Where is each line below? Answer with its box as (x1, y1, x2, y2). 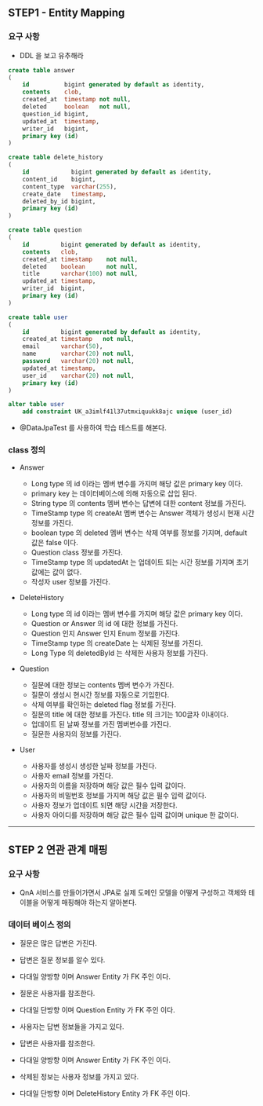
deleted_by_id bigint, (22, 197, 96, 205)
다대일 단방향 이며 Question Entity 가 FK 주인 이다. (19, 1005, 175, 1015)
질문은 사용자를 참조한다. (19, 989, 95, 998)
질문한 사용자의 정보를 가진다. (31, 730, 121, 739)
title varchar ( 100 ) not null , (22, 270, 139, 278)
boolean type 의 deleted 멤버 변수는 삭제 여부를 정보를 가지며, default (31, 528, 248, 537)
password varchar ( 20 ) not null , (22, 357, 135, 365)
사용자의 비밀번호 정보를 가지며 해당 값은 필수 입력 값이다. (31, 791, 207, 800)
